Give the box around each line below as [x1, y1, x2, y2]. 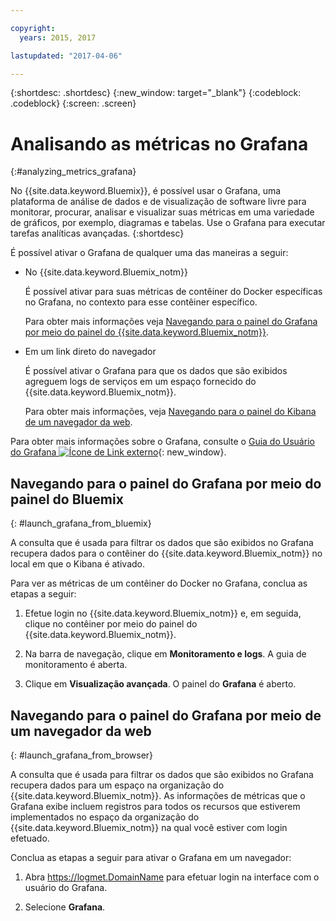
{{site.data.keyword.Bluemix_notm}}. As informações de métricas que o [10, 789, 306, 801]
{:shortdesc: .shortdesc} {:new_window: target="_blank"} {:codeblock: [10, 87, 302, 99]
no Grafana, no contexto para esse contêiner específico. [24, 296, 258, 308]
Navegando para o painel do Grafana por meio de [10, 707, 322, 724]
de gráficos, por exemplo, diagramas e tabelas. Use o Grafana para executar [10, 217, 326, 229]
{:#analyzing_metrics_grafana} [10, 166, 137, 178]
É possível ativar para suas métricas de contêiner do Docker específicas [24, 286, 323, 298]
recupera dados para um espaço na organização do [10, 779, 225, 791]
